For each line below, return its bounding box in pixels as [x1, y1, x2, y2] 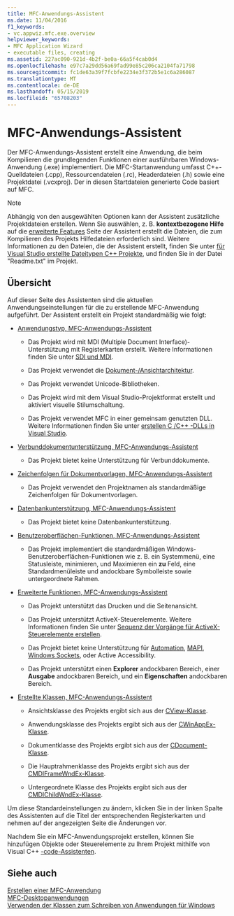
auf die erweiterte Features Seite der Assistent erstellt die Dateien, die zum [7, 227, 223, 235]
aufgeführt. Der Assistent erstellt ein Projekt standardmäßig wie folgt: [7, 310, 207, 319]
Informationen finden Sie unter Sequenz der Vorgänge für [27, 622, 194, 631]
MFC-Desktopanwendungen [7, 893, 89, 902]
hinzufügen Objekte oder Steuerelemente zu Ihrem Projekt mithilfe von [7, 840, 210, 848]
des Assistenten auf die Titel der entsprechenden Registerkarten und [7, 811, 206, 820]
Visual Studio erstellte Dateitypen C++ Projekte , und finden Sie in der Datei [7, 249, 223, 257]
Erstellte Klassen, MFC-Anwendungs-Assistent [17, 693, 152, 701]
